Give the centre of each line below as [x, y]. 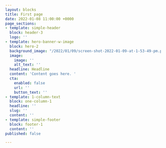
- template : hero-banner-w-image [40, 42]
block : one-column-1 [31, 102]
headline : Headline [30, 70]
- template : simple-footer [33, 120]
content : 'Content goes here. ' [43, 74]
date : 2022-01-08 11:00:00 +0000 [40, 19]
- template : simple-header [33, 28]
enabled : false [30, 83]
